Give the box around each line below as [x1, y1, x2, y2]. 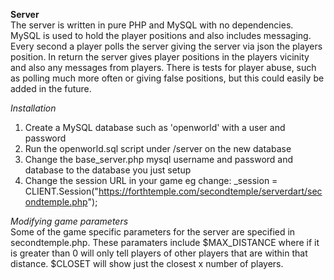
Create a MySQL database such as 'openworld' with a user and [24, 122, 286, 133]
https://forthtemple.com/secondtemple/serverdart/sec [98, 185, 323, 197]
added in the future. [10, 83, 92, 94]
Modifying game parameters [10, 215, 129, 227]
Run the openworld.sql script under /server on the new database [24, 143, 292, 154]
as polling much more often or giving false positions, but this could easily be [10, 72, 325, 84]
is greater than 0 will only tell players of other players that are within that [10, 247, 308, 259]
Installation [10, 102, 57, 114]
